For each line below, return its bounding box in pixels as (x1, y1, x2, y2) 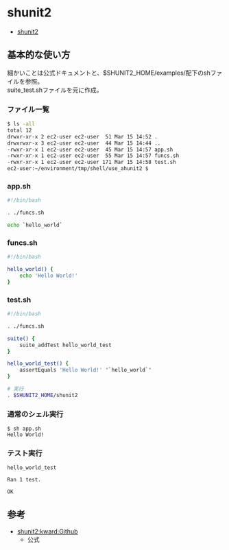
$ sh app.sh (7, 425, 41, 433)
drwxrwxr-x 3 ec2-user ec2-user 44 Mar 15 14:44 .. (7, 139, 161, 147)
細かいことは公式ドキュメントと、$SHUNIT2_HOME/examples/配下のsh (7, 69, 211, 77)
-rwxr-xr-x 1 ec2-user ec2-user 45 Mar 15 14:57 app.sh (7, 146, 173, 153)
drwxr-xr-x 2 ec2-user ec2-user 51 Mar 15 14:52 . (7, 133, 158, 140)
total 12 (7, 127, 32, 134)
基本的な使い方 (7, 49, 71, 61)
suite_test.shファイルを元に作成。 (7, 86, 103, 94)
